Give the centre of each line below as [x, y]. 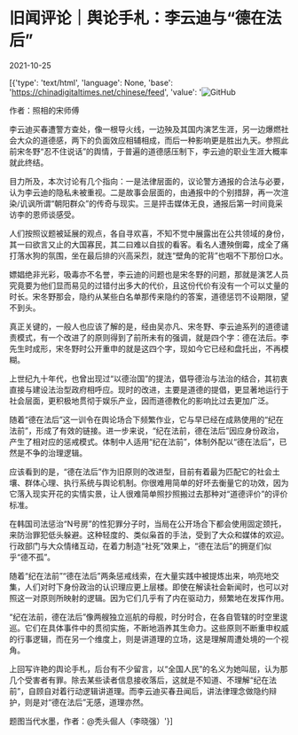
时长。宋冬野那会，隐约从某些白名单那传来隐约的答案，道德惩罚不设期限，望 [149, 296]
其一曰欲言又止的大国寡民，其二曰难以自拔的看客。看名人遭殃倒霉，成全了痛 [149, 244]
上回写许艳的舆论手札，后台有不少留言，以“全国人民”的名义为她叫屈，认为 [145, 669]
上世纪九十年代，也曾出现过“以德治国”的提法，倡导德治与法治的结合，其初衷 [149, 379]
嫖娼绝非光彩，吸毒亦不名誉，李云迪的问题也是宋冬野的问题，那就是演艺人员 [149, 274]
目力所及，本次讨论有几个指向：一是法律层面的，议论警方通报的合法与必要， [149, 181]
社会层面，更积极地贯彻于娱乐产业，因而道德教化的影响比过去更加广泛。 [141, 401]
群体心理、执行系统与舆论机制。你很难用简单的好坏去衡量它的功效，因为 [157, 482]
